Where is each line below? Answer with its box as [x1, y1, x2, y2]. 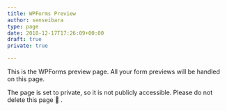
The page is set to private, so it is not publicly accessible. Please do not [7, 88, 213, 96]
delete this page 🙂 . [7, 96, 63, 104]
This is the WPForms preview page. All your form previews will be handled [7, 67, 221, 76]
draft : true [7, 36, 42, 43]
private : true [7, 42, 49, 49]
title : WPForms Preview [7, 10, 77, 17]
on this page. [7, 75, 45, 83]
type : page [7, 23, 39, 30]
